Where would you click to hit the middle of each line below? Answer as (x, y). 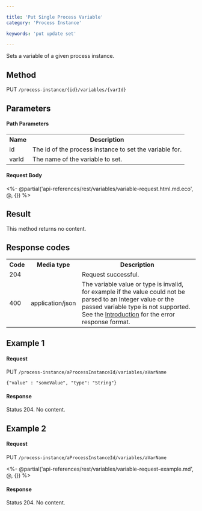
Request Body (24, 175)
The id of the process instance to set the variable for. (107, 149)
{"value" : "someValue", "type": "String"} (62, 383)
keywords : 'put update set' (41, 34)
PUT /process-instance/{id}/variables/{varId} (66, 89)
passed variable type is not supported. (136, 307)
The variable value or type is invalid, (133, 284)
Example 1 (26, 343)
